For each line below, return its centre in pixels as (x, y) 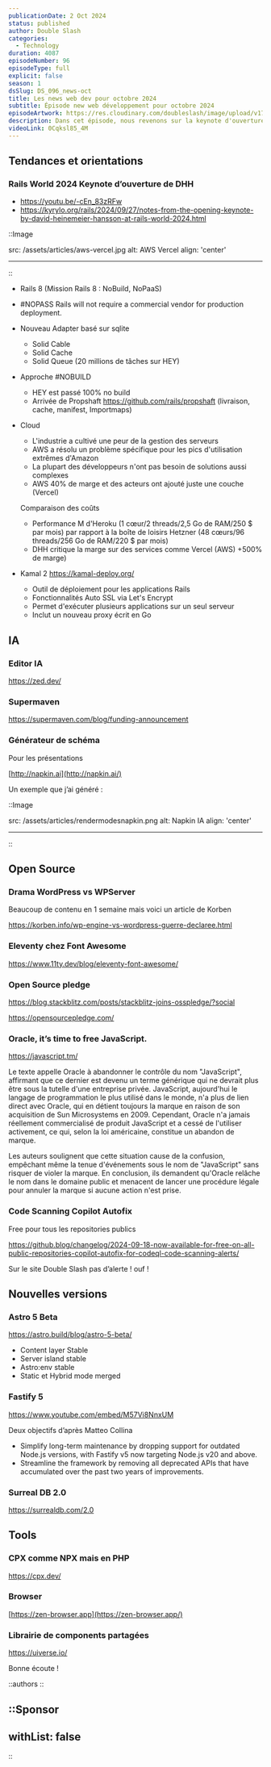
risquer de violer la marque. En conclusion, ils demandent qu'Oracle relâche (134, 1173)
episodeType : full (39, 69)
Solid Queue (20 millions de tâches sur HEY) (106, 361)
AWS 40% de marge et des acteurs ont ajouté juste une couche (138, 484)
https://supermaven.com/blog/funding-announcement (98, 720)
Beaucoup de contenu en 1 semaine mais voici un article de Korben (120, 909)
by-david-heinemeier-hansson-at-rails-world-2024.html (113, 219)
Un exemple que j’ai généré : (56, 789)
